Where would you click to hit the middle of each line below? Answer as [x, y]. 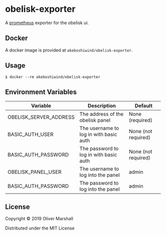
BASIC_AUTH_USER [31, 134]
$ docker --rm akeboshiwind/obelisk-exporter [53, 77]
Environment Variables [41, 92]
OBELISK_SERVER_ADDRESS [41, 117]
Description [102, 106]
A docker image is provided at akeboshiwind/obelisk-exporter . [69, 50]
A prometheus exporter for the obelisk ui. [47, 23]
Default [144, 106]
